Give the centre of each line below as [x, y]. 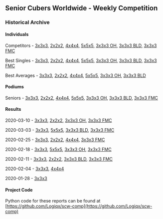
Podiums [14, 87]
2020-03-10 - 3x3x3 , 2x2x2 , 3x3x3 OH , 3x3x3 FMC [59, 120]
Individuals [17, 34]
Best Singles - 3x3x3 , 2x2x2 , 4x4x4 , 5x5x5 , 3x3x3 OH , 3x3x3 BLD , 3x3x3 [81, 60]
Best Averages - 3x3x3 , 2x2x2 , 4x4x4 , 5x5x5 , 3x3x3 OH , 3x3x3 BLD [76, 75]
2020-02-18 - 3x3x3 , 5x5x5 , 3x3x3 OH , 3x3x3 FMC [58, 149]
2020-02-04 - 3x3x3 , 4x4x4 [35, 169]
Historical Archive [27, 22]
